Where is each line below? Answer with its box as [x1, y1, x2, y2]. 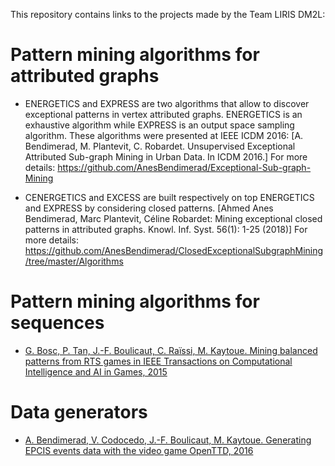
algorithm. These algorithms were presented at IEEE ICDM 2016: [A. [24, 129, 304, 141]
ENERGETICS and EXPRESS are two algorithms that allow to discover [24, 97, 310, 109]
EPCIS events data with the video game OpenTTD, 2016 [24, 444, 254, 456]
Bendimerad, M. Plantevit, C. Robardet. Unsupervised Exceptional [24, 140, 296, 152]
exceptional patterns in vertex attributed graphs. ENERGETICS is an [24, 108, 303, 120]
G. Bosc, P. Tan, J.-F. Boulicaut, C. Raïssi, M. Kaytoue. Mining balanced [24, 344, 318, 356]
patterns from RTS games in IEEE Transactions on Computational [24, 355, 293, 367]
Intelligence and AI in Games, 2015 [24, 365, 168, 378]
